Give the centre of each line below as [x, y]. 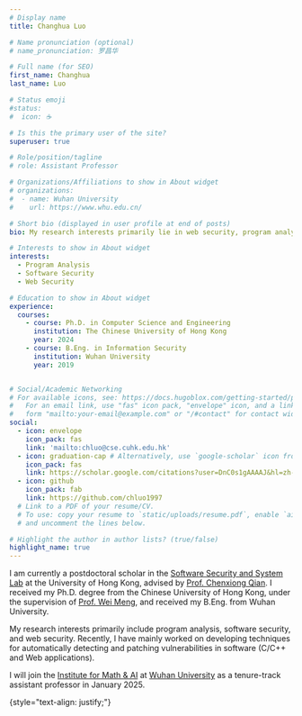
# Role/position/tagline [56, 158]
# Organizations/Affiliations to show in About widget [114, 182]
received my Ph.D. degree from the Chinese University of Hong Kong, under [150, 593]
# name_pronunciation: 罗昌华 [64, 50]
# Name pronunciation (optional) [72, 42]
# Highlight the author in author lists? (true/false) [114, 539]
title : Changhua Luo [48, 26]
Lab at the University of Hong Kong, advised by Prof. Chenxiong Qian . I [141, 583]
